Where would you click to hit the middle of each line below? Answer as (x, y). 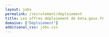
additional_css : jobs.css (31, 27)
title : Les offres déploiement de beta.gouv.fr (55, 18)
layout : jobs (18, 9)
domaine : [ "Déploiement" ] (31, 23)
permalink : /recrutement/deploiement (44, 14)
